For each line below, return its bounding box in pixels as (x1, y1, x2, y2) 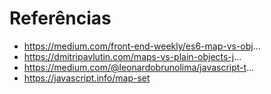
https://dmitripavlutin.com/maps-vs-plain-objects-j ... (23, 50, 242, 62)
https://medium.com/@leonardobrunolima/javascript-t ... (23, 61, 255, 73)
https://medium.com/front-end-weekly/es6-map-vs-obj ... (23, 40, 261, 52)
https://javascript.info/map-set (23, 72, 151, 84)
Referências (9, 7, 112, 30)
